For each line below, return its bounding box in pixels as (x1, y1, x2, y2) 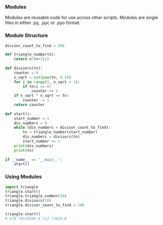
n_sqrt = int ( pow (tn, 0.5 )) (14, 75, 71, 80)
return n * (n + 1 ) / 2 (14, 56, 50, 62)
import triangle (5, 184, 38, 190)
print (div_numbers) (14, 143, 54, 148)
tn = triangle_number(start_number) (23, 130, 98, 135)
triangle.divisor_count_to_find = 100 (5, 203, 84, 208)
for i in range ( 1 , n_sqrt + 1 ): (14, 80, 80, 84)
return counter (14, 102, 45, 108)
